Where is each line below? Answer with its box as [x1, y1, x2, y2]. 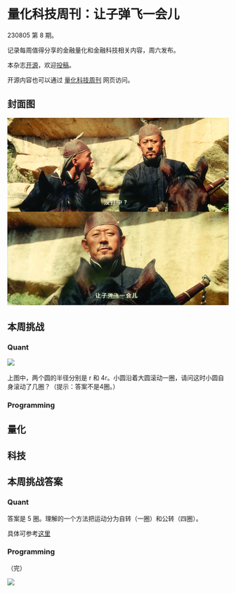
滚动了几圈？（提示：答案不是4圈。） [13, 382, 119, 391]
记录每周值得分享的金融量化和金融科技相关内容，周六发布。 [7, 46, 180, 54]
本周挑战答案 [7, 476, 63, 488]
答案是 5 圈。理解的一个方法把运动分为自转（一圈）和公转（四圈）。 [7, 514, 202, 523]
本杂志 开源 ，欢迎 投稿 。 [7, 60, 75, 69]
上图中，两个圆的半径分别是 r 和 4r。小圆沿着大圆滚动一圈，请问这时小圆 [7, 373, 218, 382]
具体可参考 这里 [7, 529, 51, 538]
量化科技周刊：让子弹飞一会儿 [7, 6, 181, 22]
